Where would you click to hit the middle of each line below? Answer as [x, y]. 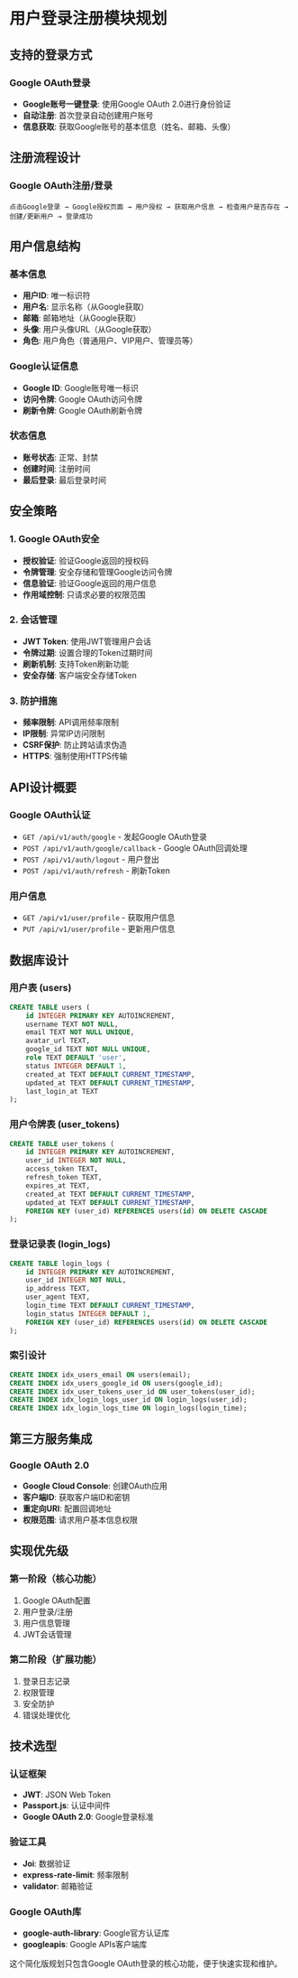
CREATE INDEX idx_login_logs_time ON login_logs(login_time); [128, 1409]
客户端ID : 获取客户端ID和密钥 [76, 1497]
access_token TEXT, [62, 1169]
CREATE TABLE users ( [50, 1007]
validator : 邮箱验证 [57, 1886]
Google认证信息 [44, 367]
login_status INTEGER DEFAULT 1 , [88, 1314]
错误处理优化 [46, 1715]
